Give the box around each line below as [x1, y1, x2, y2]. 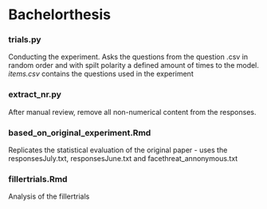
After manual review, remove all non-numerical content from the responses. [8, 107, 257, 116]
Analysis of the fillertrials [8, 191, 90, 201]
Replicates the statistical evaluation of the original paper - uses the [8, 145, 228, 155]
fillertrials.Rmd [8, 174, 68, 184]
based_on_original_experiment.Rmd [8, 127, 151, 138]
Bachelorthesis [8, 6, 112, 24]
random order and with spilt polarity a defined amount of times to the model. [8, 61, 259, 70]
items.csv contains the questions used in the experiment [8, 69, 194, 79]
